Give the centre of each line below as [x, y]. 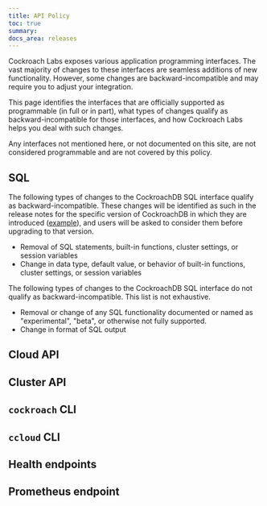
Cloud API [34, 355]
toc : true [25, 23]
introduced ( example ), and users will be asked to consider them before [125, 223]
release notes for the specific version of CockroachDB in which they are [127, 214]
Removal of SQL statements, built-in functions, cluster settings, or [129, 247]
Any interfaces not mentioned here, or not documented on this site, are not [132, 144]
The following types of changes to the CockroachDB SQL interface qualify [131, 197]
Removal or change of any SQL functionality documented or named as [136, 313]
